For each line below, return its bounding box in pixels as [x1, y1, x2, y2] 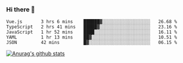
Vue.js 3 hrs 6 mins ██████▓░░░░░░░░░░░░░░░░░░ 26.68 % [6, 19, 178, 25]
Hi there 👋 [6, 5, 36, 14]
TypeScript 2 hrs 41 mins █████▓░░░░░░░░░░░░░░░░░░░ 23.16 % [6, 24, 178, 30]
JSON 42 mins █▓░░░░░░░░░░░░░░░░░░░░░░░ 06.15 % [6, 40, 178, 46]
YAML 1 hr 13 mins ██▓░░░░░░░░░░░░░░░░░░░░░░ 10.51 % [6, 34, 178, 40]
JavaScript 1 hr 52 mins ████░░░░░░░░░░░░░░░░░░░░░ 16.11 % [6, 29, 178, 35]
